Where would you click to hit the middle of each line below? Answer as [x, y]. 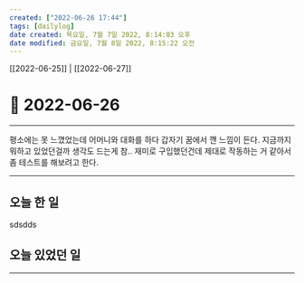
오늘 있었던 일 [45, 255]
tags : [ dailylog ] [42, 26]
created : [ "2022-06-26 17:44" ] [68, 18]
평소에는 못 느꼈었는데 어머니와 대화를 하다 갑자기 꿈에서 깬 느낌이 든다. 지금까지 [151, 140]
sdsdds [23, 224]
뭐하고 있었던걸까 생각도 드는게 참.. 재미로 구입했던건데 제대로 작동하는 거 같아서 [151, 151]
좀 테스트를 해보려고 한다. [54, 163]
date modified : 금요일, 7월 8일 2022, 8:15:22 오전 [102, 43]
